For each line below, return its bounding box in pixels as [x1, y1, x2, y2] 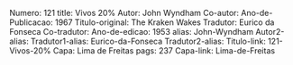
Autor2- [255, 27, 285, 37]
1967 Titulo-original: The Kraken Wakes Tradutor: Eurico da [54, 17, 275, 28]
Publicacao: [9, 17, 53, 28]
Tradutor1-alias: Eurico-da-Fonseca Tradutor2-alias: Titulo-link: [30, 36, 266, 46]
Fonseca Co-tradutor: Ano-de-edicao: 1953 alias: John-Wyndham [9, 27, 254, 37]
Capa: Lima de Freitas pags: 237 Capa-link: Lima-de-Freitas [52, 45, 276, 56]
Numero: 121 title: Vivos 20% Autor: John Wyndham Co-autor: [9, 8, 240, 18]
